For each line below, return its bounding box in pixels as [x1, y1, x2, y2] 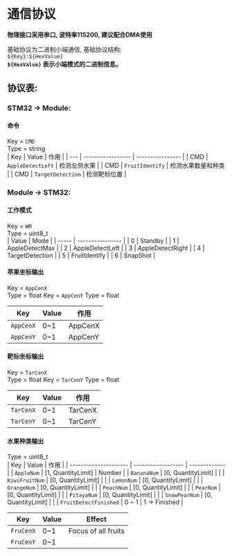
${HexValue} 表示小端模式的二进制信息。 [7, 60, 123, 68]
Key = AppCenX [7, 283, 47, 292]
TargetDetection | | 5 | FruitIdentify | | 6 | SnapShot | [7, 251, 156, 260]
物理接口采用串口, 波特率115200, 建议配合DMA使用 [7, 30, 152, 39]
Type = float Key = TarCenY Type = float [7, 375, 120, 384]
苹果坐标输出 [7, 268, 44, 276]
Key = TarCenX [7, 368, 47, 376]
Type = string [7, 145, 46, 153]
